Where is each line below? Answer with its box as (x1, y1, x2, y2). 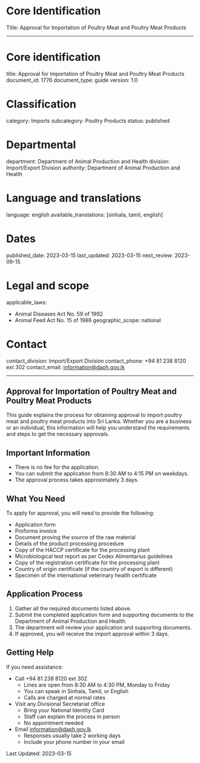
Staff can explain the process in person (23, 713, 120, 720)
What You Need (6, 493, 65, 503)
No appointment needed (23, 719, 84, 726)
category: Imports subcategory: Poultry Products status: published (6, 117, 170, 124)
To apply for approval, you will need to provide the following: (6, 509, 155, 517)
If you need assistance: (6, 663, 64, 671)
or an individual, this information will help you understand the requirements (6, 424, 190, 431)
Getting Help (6, 647, 54, 657)
